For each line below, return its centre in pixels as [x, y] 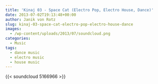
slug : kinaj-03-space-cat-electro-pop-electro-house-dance [69, 24]
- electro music [27, 57]
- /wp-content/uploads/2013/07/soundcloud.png [60, 34]
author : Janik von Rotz [31, 19]
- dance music [25, 52]
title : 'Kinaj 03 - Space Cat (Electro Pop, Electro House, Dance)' [80, 10]
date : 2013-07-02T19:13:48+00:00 [41, 15]
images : [14, 29]
